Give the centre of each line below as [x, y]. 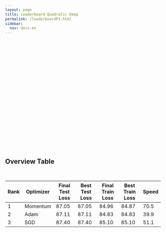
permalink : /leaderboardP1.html [38, 19]
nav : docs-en [23, 28]
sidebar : [14, 24]
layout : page [19, 10]
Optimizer [38, 191]
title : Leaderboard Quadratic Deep [42, 14]
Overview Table [30, 161]
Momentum [38, 206]
